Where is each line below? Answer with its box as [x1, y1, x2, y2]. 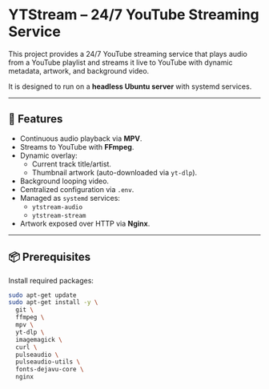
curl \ [15, 343, 38, 351]
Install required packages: [8, 275, 94, 285]
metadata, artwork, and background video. [8, 66, 150, 75]
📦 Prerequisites [8, 251, 91, 264]
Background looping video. [19, 176, 110, 186]
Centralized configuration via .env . [19, 184, 134, 194]
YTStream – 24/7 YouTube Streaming [8, 6, 259, 24]
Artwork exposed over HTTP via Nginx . [19, 219, 151, 228]
